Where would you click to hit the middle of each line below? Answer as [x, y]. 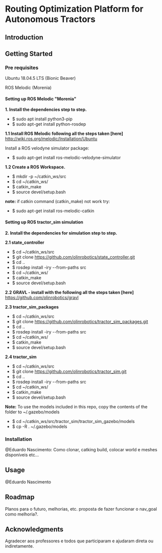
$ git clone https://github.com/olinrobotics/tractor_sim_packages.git [80, 321]
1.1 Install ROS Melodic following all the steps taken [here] [64, 134]
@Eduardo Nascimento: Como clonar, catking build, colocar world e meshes [81, 449]
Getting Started [29, 54]
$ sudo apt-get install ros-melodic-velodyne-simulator [66, 158]
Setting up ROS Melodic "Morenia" [41, 99]
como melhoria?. [22, 514]
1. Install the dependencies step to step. [46, 110]
